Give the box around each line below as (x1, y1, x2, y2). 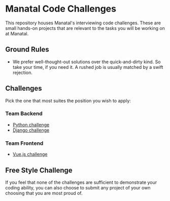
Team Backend (5, 110, 43, 117)
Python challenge (12, 122, 50, 128)
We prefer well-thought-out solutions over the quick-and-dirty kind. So (12, 59, 161, 65)
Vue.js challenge (12, 151, 48, 157)
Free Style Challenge (5, 166, 73, 175)
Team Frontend (5, 140, 44, 147)
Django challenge (12, 127, 50, 133)
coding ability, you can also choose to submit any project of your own (5, 184, 151, 190)
